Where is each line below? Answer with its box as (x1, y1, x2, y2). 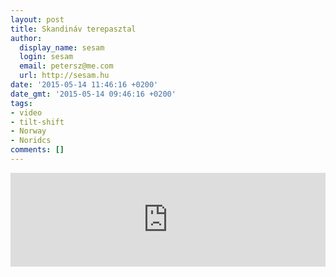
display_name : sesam (19, 42, 105, 53)
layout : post (10, 14, 65, 25)
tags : (10, 98, 33, 108)
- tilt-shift (10, 117, 65, 127)
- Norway (10, 126, 47, 136)
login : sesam (19, 52, 74, 62)
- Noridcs (10, 136, 52, 146)
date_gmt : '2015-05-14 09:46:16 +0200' (10, 89, 177, 99)
